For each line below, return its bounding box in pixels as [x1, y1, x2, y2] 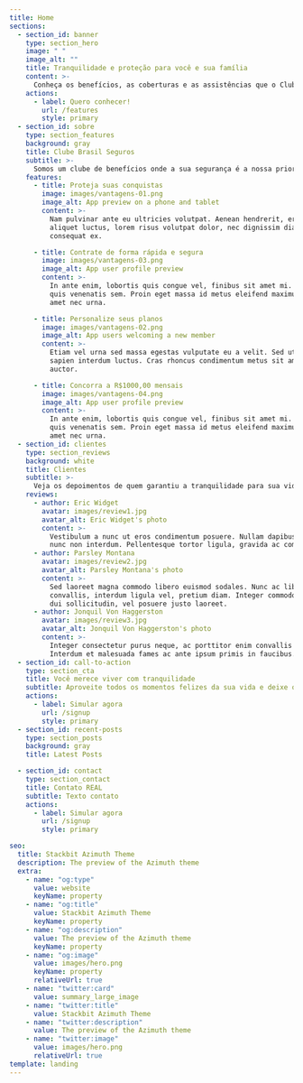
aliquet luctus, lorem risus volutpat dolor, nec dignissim [49, 223, 280, 232]
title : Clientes [25, 465, 87, 474]
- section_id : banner [17, 30, 99, 39]
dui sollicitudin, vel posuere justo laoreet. [49, 599, 228, 608]
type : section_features [25, 131, 115, 140]
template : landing [9, 1060, 78, 1069]
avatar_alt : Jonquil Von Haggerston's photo [41, 625, 212, 634]
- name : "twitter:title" [25, 1001, 119, 1010]
